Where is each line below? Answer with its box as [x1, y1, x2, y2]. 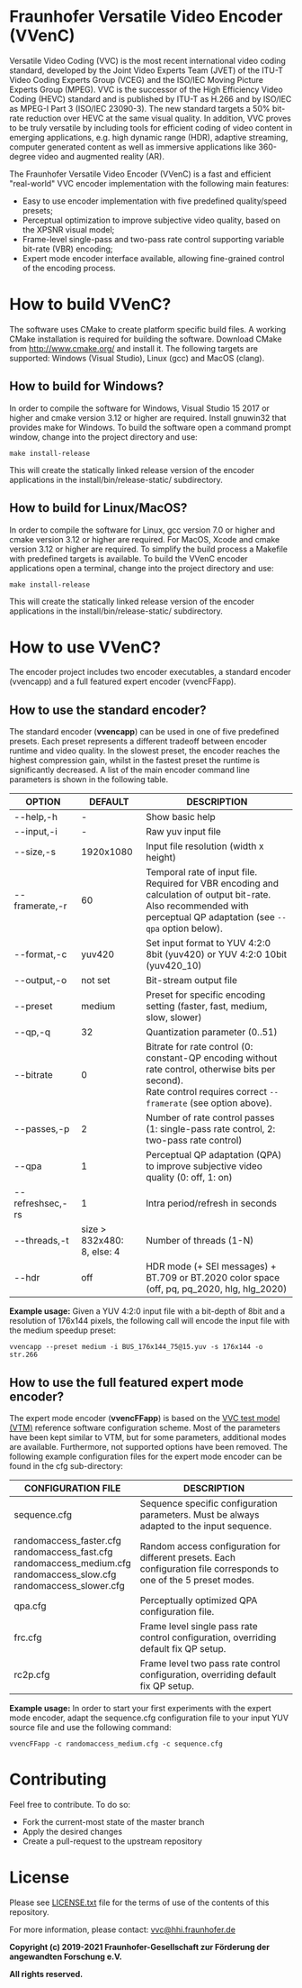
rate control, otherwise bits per [145, 1063, 276, 1076]
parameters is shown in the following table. [9, 774, 169, 785]
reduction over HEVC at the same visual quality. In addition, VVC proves [25, 113, 292, 123]
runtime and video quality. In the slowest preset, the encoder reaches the [9, 745, 280, 756]
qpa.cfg [13, 1600, 47, 1612]
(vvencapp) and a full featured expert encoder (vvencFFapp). [9, 676, 236, 687]
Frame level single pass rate [139, 1620, 258, 1633]
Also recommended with [145, 899, 249, 912]
